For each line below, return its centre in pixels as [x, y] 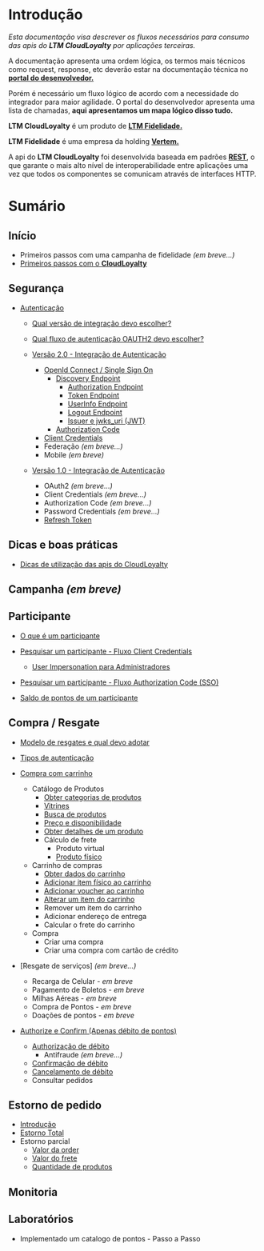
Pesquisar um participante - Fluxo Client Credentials [106, 651]
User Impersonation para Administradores [101, 666]
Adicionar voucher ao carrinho [94, 890]
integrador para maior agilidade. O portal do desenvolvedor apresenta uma [132, 102]
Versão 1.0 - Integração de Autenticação [98, 470]
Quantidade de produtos [72, 1167]
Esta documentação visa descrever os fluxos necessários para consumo [129, 37]
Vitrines [56, 805]
